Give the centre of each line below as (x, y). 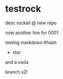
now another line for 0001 (32, 32)
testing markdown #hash (31, 42)
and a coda (17, 62)
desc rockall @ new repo (31, 23)
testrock (23, 9)
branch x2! (16, 72)
